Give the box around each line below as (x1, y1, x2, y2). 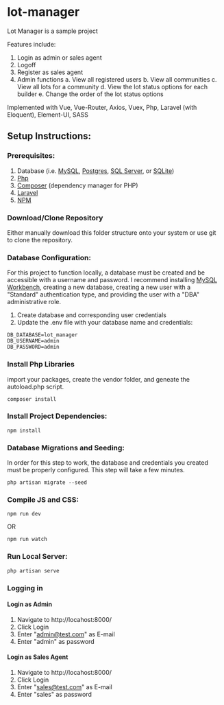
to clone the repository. (7, 235, 73, 244)
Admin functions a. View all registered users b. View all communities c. (16, 75, 217, 83)
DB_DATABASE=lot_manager (7, 332, 78, 338)
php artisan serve (7, 567, 60, 574)
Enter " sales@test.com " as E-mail (16, 683, 113, 691)
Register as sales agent (16, 68, 84, 76)
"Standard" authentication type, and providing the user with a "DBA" (7, 290, 200, 299)
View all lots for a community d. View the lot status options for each (16, 82, 208, 91)
